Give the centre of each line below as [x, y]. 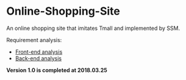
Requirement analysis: [34, 40]
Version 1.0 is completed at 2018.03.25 [57, 70]
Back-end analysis [38, 58]
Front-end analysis [39, 52]
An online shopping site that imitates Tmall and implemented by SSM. [93, 28]
